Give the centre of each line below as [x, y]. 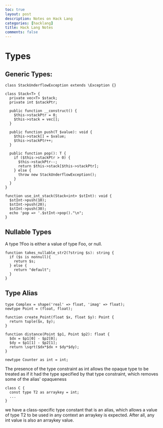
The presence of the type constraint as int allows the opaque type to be [77, 369]
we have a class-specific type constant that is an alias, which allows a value [81, 410]
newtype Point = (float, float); [39, 309]
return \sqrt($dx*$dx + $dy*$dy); [44, 347]
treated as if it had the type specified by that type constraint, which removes [82, 374]
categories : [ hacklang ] [29, 23]
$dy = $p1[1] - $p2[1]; [33, 343]
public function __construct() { [43, 111]
